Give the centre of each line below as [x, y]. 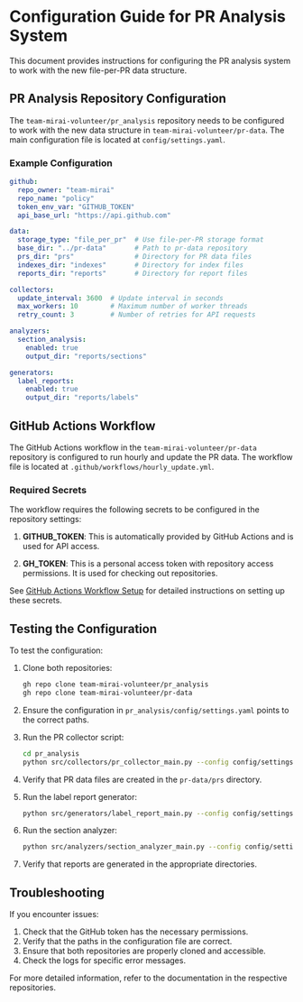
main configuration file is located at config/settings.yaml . [117, 139]
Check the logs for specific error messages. [104, 961]
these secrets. [36, 601]
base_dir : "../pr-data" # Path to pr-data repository [133, 248]
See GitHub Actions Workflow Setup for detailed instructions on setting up [147, 591]
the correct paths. [56, 720]
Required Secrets [48, 490]
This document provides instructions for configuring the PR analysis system [150, 60]
